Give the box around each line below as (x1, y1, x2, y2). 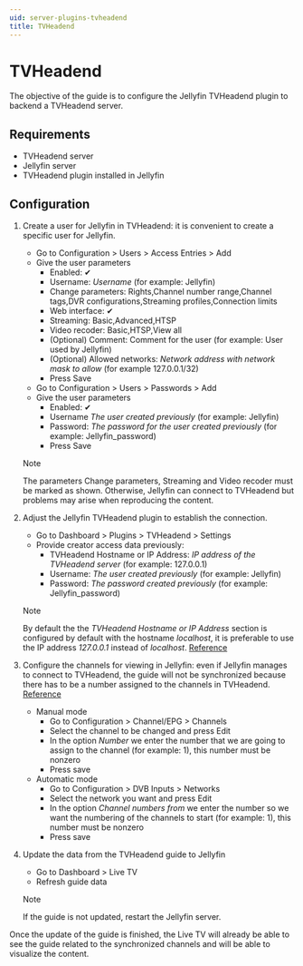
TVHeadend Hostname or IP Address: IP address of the (49, 550, 256, 561)
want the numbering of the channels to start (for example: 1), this (49, 813, 291, 824)
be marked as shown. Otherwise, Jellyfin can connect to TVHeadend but (22, 485, 294, 496)
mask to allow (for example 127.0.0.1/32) (49, 364, 199, 375)
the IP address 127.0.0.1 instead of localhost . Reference (22, 642, 228, 653)
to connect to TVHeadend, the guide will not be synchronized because (22, 669, 287, 680)
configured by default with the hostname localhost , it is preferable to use (22, 632, 294, 644)
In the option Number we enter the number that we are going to (49, 736, 286, 746)
